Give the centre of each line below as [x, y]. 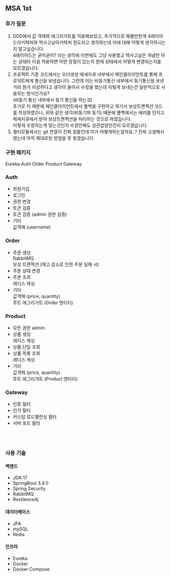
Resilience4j [26, 499]
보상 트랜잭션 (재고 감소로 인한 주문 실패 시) [56, 264]
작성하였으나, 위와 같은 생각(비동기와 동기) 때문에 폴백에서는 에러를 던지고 [91, 112]
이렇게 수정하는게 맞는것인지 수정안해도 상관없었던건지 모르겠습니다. [80, 125]
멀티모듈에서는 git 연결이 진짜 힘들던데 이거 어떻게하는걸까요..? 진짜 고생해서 [89, 132]
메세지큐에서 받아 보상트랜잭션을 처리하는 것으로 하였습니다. [72, 119]
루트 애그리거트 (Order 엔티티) [43, 303]
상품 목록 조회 [26, 353]
